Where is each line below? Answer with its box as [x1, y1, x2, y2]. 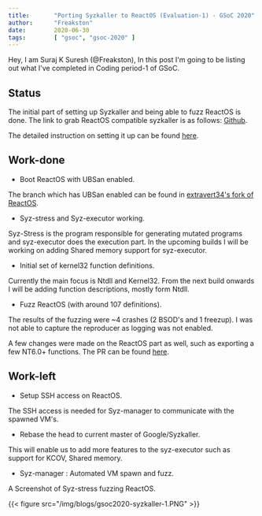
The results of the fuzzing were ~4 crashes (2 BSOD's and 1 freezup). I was [8, 314, 253, 324]
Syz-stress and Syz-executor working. [19, 213, 146, 223]
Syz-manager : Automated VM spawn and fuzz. [19, 468, 175, 477]
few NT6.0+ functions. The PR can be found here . [8, 347, 169, 356]
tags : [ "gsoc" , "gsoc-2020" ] [8, 33, 135, 42]
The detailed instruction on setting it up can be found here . [8, 131, 199, 140]
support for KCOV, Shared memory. [8, 453, 123, 462]
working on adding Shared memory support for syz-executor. [8, 245, 207, 254]
